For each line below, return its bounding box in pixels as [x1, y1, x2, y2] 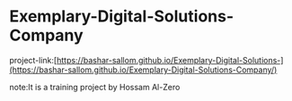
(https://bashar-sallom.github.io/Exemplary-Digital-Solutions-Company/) [9, 64, 278, 75]
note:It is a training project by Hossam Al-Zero [9, 81, 181, 92]
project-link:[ [9, 55, 58, 65]
